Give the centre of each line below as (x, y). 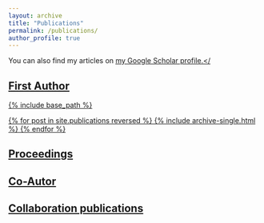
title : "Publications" (46, 23)
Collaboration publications (76, 209)
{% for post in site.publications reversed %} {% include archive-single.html (132, 121)
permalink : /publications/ (53, 30)
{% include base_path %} (50, 106)
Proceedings (41, 154)
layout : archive (35, 16)
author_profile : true (44, 38)
